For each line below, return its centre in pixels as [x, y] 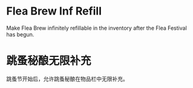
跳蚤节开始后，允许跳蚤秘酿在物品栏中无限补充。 [67, 79]
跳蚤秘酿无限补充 [49, 61]
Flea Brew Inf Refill [54, 11]
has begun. [20, 34]
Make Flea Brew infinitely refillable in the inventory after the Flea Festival [97, 28]
